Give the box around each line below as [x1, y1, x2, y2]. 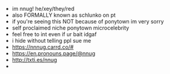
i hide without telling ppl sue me [11, 37, 92, 44]
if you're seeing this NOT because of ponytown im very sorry [11, 18, 164, 25]
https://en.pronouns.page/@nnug [11, 50, 95, 57]
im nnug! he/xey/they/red [11, 5, 75, 12]
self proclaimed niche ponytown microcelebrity [11, 24, 130, 31]
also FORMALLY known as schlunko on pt [11, 11, 116, 19]
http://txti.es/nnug [11, 57, 57, 63]
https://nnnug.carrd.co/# [11, 43, 74, 51]
